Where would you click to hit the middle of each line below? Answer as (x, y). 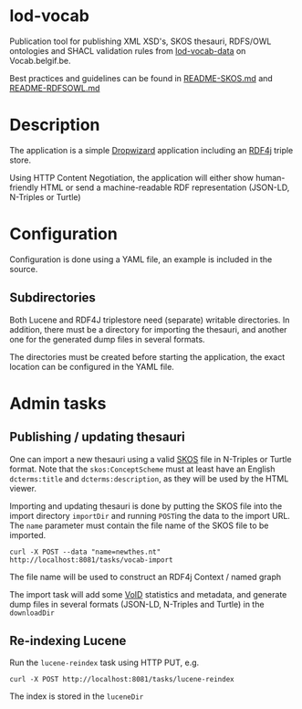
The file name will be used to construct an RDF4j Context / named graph (146, 577)
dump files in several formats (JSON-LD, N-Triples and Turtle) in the (137, 604)
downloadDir (32, 613)
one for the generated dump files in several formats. (107, 339)
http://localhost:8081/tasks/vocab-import (91, 560)
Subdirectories (52, 298)
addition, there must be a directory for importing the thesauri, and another (148, 329)
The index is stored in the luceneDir (77, 696)
